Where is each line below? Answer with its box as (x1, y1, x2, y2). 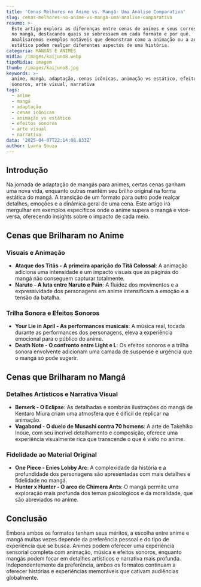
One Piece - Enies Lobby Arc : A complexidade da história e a (14, 464, 166, 472)
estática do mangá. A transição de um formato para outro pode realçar (6, 193, 181, 201)
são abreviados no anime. (14, 496, 79, 503)
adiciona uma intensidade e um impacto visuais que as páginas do (14, 269, 179, 276)
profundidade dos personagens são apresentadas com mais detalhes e (14, 470, 191, 478)
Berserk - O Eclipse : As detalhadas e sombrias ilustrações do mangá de (14, 404, 193, 411)
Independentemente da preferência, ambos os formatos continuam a (6, 561, 176, 568)
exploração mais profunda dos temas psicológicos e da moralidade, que (14, 490, 193, 497)
